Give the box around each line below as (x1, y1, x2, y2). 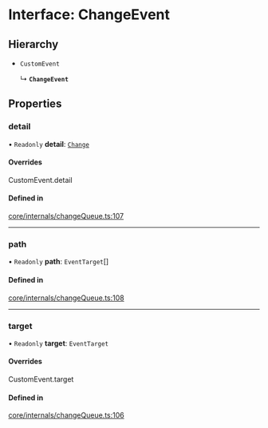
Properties (8, 97, 62, 111)
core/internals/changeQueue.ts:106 (8, 410, 125, 420)
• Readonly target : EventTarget (8, 338, 109, 348)
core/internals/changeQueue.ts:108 (8, 293, 125, 303)
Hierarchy (8, 38, 59, 51)
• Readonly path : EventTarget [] (8, 257, 109, 267)
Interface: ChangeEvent (8, 6, 170, 24)
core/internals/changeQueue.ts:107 (8, 212, 124, 221)
